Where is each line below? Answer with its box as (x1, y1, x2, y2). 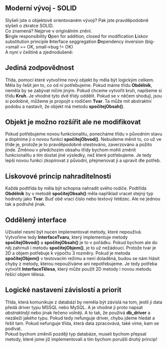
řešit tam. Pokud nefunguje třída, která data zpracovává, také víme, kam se (5, 320, 160, 326)
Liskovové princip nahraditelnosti (5, 172, 111, 180)
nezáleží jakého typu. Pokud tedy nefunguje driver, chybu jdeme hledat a (5, 315, 155, 321)
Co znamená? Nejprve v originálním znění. (5, 27, 92, 34)
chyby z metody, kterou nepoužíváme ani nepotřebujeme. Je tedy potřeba (5, 261, 158, 267)
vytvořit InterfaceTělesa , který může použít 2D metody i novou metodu (5, 266, 152, 272)
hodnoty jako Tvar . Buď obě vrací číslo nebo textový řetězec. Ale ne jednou (5, 196, 161, 202)
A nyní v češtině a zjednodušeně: (5, 49, 74, 55)
